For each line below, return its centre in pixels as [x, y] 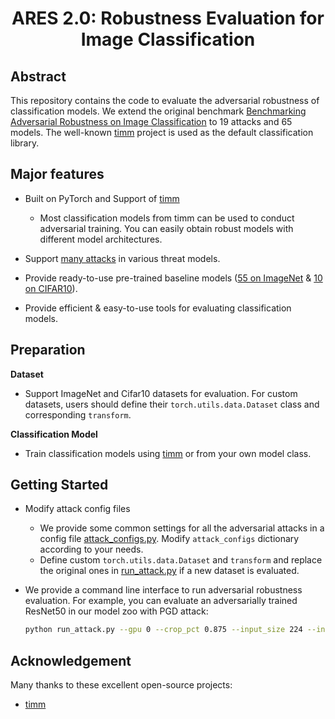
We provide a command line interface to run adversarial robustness [163, 590]
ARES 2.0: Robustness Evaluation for [168, 18]
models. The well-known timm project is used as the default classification [162, 132]
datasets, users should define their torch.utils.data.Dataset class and [172, 404]
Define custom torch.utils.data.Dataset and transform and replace [181, 560]
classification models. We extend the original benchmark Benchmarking [158, 111]
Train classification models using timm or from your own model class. [168, 453]
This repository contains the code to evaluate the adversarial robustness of [165, 100]
